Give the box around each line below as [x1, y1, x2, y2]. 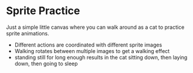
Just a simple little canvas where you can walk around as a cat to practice [6, 24, 185, 31]
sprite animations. [6, 29, 50, 36]
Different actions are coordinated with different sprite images [14, 41, 162, 48]
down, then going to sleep [14, 60, 78, 67]
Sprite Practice [6, 4, 80, 18]
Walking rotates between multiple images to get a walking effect [14, 47, 170, 54]
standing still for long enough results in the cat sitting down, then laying [14, 54, 188, 61]
